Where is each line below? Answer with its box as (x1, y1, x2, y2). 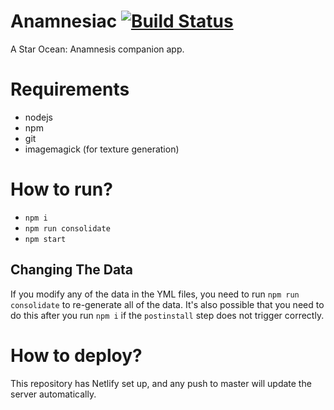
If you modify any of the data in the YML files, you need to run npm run (10, 288, 300, 300)
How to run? (10, 178, 113, 201)
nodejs (24, 111, 53, 123)
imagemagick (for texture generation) (24, 143, 180, 155)
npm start (24, 234, 67, 244)
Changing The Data (10, 261, 134, 279)
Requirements (10, 78, 130, 101)
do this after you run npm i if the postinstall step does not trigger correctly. (10, 309, 325, 321)
